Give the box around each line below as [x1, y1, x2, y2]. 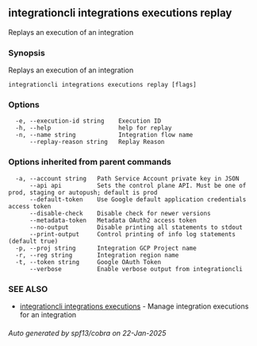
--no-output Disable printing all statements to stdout [29, 223, 244, 231]
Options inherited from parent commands [8, 157, 172, 168]
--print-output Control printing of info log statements [29, 230, 236, 238]
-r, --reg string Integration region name [15, 251, 179, 259]
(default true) [8, 237, 59, 245]
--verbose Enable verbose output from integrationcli [29, 265, 244, 273]
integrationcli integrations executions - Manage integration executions [19, 301, 249, 311]
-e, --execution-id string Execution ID [15, 117, 161, 126]
